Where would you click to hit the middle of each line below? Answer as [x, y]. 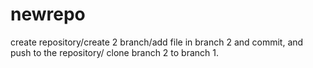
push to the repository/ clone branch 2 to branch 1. [115, 52]
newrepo [48, 14]
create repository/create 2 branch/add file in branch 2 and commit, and [157, 42]
